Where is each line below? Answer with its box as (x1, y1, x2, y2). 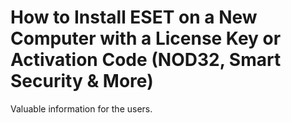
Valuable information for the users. (10, 102, 153, 115)
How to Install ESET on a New (10, 6, 258, 29)
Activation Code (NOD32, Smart (10, 49, 282, 71)
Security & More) (10, 70, 154, 93)
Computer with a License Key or (10, 27, 282, 50)
